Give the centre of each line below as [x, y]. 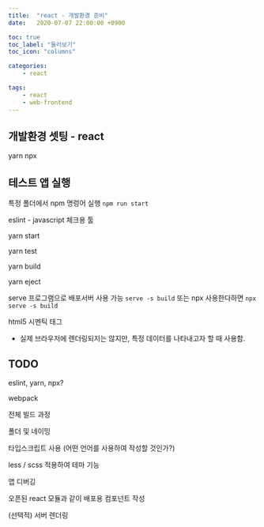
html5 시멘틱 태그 [36, 322]
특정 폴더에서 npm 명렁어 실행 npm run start [78, 203]
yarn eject [25, 282]
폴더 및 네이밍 [30, 431]
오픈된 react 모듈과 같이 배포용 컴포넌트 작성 [77, 498]
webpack [23, 398]
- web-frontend [47, 102]
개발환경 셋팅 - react [56, 136]
